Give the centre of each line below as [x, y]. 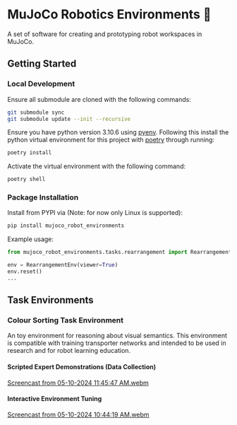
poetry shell [26, 180]
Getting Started [42, 64]
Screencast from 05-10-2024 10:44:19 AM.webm [78, 414]
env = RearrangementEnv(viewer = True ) [63, 265]
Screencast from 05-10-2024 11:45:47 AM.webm [78, 383]
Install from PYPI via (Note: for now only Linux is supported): [95, 213]
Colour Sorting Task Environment [66, 320]
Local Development [41, 84]
